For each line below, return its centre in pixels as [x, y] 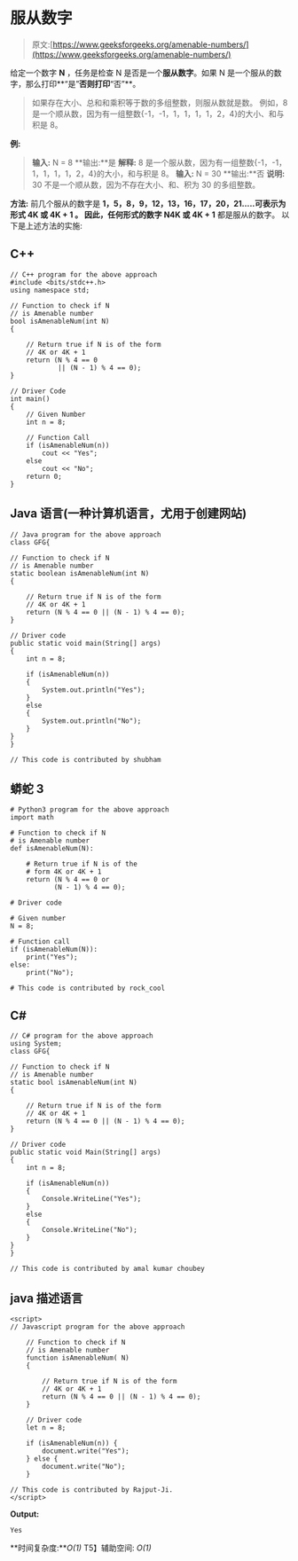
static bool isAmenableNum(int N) [74, 1083]
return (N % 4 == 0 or [68, 880]
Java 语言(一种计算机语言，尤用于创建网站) [129, 514]
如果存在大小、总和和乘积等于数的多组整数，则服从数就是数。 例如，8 [160, 102]
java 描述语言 [47, 1298]
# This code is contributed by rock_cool [88, 988]
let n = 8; [46, 1428]
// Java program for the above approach [86, 534]
